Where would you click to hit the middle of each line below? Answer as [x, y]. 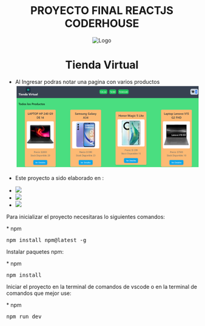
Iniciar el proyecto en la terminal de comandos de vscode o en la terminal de [102, 286]
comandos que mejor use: [39, 293]
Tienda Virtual [102, 65]
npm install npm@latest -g [46, 240]
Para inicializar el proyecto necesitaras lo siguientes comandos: [86, 217]
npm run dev [24, 316]
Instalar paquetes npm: [35, 251]
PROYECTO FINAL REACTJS [102, 11]
